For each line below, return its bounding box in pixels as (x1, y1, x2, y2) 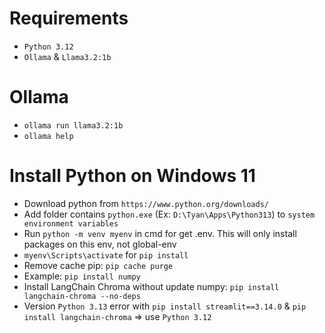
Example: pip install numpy (23, 270, 141, 282)
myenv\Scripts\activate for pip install (23, 248, 189, 261)
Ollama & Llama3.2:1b (23, 50, 112, 62)
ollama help (23, 131, 74, 141)
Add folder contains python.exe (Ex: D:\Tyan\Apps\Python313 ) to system (23, 208, 316, 220)
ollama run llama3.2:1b (23, 120, 124, 131)
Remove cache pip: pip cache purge (23, 259, 174, 271)
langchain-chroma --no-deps (23, 291, 141, 301)
